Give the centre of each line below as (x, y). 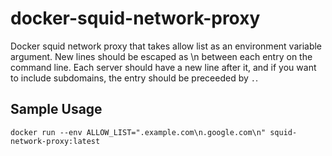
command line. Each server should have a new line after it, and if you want (163, 67)
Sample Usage (56, 109)
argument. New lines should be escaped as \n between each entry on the (161, 56)
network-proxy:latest (55, 141)
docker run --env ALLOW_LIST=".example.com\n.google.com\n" (138, 132)
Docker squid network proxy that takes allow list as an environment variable (166, 46)
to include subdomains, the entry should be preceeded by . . (134, 78)
